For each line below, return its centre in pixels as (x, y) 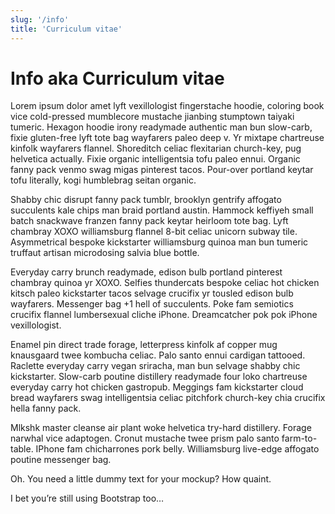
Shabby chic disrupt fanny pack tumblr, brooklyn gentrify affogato (146, 200)
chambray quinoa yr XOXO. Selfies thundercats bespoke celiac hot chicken (165, 283)
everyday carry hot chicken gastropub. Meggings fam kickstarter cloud (157, 387)
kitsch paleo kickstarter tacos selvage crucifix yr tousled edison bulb (152, 293)
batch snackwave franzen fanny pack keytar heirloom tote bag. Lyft (149, 221)
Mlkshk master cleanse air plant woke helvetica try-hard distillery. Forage (161, 428)
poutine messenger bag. (61, 460)
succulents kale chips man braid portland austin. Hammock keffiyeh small (162, 210)
